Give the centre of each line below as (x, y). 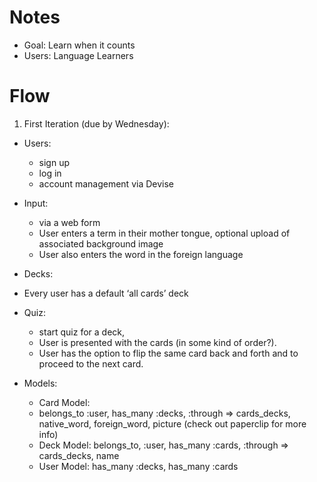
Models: (40, 383)
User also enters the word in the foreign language (141, 254)
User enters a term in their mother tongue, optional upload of (164, 233)
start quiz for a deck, (82, 332)
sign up (54, 162)
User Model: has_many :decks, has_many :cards (138, 466)
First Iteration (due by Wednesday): (96, 123)
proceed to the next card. (91, 363)
